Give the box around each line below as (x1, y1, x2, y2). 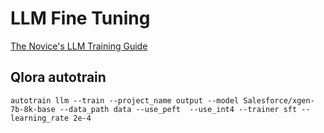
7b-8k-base (10, 104, 56, 114)
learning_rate (10, 113, 70, 123)
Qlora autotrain (10, 69, 107, 86)
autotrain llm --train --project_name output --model (10, 95, 240, 106)
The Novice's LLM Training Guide (10, 40, 148, 52)
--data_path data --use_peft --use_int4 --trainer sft (59, 104, 298, 114)
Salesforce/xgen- (243, 95, 315, 106)
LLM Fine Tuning (10, 7, 151, 30)
